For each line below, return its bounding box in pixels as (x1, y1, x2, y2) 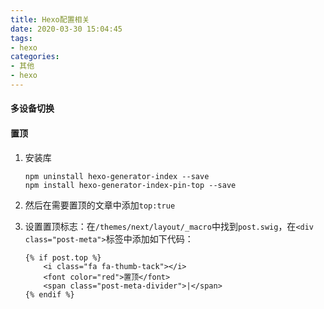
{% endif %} (24, 289, 75, 300)
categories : (10, 52, 60, 62)
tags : (10, 33, 33, 43)
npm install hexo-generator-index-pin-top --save (24, 180, 237, 190)
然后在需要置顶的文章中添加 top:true (24, 199, 176, 211)
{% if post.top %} (24, 252, 102, 263)
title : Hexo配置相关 (10, 14, 90, 25)
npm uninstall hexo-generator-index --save (24, 171, 210, 181)
